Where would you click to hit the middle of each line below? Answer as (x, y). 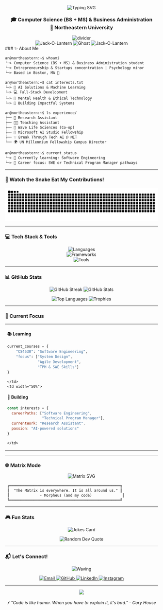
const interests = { (28, 408)
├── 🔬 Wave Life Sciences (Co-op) (40, 128)
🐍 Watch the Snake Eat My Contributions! (55, 179)
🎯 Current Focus (24, 316)
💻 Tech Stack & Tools (31, 237)
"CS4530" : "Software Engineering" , (52, 352)
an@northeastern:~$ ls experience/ (41, 113)
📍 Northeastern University (81, 27)
